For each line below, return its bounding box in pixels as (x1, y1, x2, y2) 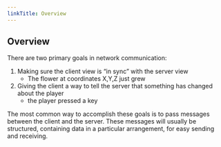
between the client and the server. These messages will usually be (7, 117, 197, 126)
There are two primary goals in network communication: (7, 54, 167, 62)
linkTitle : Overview (7, 10, 67, 17)
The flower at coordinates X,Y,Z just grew (27, 75, 146, 83)
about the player (17, 89, 64, 97)
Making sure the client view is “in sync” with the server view (17, 67, 189, 76)
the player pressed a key (27, 97, 98, 105)
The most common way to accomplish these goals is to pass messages (7, 110, 210, 118)
